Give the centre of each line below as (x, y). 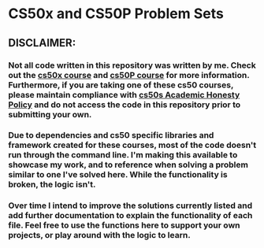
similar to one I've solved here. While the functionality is (118, 175)
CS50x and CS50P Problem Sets (116, 14)
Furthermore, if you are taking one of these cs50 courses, (121, 85)
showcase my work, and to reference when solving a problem (128, 165)
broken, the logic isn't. (52, 184)
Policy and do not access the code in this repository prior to (125, 105)
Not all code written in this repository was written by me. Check (132, 65)
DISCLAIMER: (42, 43)
